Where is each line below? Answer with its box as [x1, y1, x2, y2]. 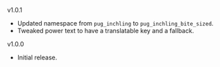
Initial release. [17, 53, 58, 61]
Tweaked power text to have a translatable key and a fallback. [17, 27, 194, 35]
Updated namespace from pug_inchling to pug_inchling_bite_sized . [17, 19, 214, 27]
